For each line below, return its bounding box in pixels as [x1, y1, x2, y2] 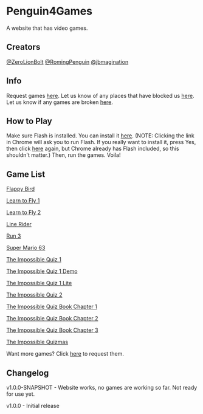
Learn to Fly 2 [6, 209, 41, 216]
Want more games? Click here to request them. [6, 350, 125, 357]
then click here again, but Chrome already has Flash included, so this [6, 145, 179, 153]
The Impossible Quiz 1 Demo [6, 267, 78, 275]
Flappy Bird [6, 185, 35, 193]
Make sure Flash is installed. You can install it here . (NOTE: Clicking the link [6, 132, 194, 139]
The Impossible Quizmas [6, 339, 69, 346]
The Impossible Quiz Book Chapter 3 [6, 326, 98, 334]
